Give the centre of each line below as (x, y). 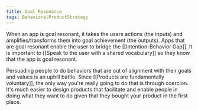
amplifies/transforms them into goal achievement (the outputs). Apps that (95, 40)
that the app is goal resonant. (42, 59)
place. (14, 102)
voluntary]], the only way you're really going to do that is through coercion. (98, 83)
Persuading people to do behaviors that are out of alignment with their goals (99, 70)
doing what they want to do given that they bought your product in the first (97, 96)
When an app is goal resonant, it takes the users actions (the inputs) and (95, 34)
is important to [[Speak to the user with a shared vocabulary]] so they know (98, 53)
